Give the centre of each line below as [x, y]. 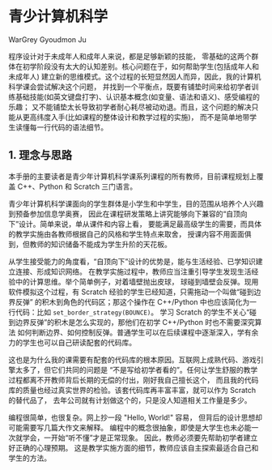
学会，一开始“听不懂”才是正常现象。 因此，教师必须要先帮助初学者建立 [140, 438]
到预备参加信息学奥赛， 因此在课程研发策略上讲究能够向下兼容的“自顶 [125, 214]
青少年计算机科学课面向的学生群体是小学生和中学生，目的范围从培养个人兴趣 [136, 203]
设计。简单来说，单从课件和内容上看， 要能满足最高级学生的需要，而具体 [140, 224]
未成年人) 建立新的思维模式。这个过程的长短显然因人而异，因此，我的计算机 [135, 76]
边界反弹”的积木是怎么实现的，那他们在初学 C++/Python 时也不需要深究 [135, 322]
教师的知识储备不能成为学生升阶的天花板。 [100, 244]
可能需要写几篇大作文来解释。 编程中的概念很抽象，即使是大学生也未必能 [130, 427]
